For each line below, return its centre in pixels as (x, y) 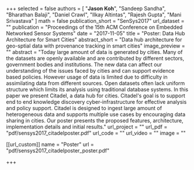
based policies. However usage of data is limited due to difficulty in (87, 77)
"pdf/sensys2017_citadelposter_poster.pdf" (58, 151)
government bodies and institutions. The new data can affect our (84, 64)
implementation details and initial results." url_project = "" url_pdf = (87, 127)
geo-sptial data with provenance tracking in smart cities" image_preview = (96, 46)
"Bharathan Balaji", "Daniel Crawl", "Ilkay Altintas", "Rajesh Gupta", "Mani (94, 15)
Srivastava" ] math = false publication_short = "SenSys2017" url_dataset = (96, 21)
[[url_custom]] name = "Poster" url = (50, 144)
